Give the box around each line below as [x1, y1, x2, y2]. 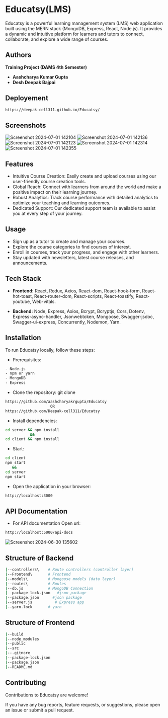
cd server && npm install [5, 427, 59, 432]
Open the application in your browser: [12, 483, 91, 489]
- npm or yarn [5, 371, 35, 376]
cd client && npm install [5, 437, 59, 442]
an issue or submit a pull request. [5, 707, 74, 713]
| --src [5, 646, 19, 651]
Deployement [5, 94, 49, 103]
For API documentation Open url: [12, 520, 81, 526]
